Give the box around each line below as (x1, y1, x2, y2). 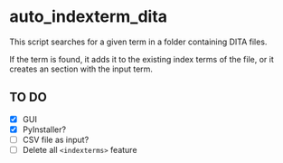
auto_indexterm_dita (9, 6, 168, 27)
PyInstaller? (22, 124, 66, 135)
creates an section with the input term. (9, 63, 154, 74)
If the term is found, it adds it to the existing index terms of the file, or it (9, 53, 274, 64)
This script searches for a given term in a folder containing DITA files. (9, 36, 268, 47)
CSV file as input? (22, 134, 90, 145)
